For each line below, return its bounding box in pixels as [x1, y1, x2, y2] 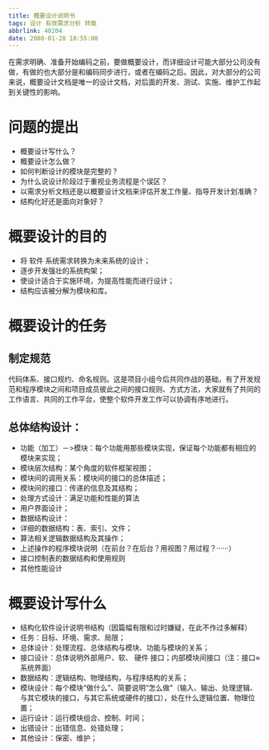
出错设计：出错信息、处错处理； [19, 723, 126, 732]
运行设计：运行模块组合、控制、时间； [19, 712, 147, 723]
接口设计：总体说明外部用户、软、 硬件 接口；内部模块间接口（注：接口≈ [19, 652, 260, 662]
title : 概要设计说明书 [8, 11, 76, 20]
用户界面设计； [19, 503, 70, 512]
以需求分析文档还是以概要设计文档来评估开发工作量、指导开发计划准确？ [19, 186, 259, 197]
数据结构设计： [19, 513, 70, 523]
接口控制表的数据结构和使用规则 [19, 553, 126, 563]
